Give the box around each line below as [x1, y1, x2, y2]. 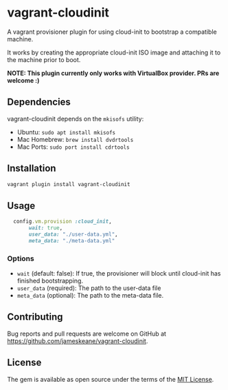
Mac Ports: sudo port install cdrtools [16, 143, 130, 151]
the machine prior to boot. [7, 55, 81, 63]
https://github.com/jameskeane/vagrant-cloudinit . [7, 336, 148, 345]
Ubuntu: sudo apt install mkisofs [16, 127, 115, 136]
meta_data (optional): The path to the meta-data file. [16, 291, 163, 300]
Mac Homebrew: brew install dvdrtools [16, 135, 134, 143]
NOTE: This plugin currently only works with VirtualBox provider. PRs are [7, 69, 220, 77]
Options [7, 254, 34, 263]
